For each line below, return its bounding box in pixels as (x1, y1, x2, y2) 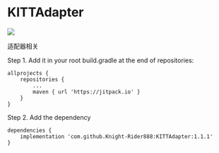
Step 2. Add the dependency (7, 113, 91, 121)
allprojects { (7, 69, 49, 76)
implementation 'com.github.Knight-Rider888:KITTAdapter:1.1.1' (20, 132, 213, 140)
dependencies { (7, 127, 52, 134)
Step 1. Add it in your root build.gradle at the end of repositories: (7, 56, 194, 64)
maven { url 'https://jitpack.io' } (32, 88, 141, 96)
